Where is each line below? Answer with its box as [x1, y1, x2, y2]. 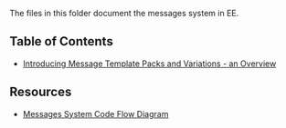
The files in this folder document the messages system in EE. [9, 8, 239, 18]
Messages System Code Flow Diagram [22, 108, 169, 119]
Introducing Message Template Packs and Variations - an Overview [22, 58, 277, 69]
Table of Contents [9, 34, 114, 49]
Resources [9, 84, 72, 100]
